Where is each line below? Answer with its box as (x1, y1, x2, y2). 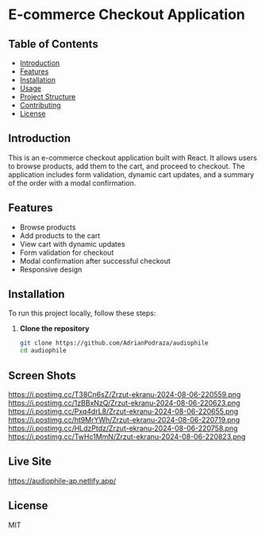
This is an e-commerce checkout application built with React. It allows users (8, 152, 258, 162)
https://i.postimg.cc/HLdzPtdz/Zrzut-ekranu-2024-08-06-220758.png (8, 423, 238, 433)
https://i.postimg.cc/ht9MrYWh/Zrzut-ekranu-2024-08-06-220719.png (8, 415, 240, 424)
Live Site (8, 455, 52, 469)
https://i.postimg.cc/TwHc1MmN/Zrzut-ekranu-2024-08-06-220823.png (8, 432, 246, 442)
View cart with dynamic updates (19, 239, 125, 249)
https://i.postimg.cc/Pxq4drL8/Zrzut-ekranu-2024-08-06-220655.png (8, 407, 239, 416)
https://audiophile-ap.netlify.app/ (8, 476, 117, 485)
